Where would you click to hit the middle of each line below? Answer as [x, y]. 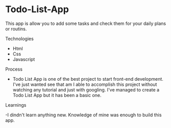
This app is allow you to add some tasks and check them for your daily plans [86, 23]
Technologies [20, 39]
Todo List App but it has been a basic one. [57, 95]
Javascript [24, 59]
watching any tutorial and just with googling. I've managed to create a [86, 89]
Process [14, 69]
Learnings [16, 105]
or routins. [16, 28]
